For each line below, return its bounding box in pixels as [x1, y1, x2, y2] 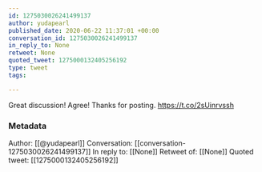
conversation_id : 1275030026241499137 [8, 34, 138, 42]
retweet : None [8, 49, 56, 57]
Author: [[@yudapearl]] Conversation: [8, 138, 134, 148]
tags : [8, 71, 26, 79]
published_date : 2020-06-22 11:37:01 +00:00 [8, 26, 159, 34]
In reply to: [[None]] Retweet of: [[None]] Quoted [92, 146, 254, 156]
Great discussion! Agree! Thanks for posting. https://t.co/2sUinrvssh [8, 100, 235, 110]
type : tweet [8, 64, 48, 72]
